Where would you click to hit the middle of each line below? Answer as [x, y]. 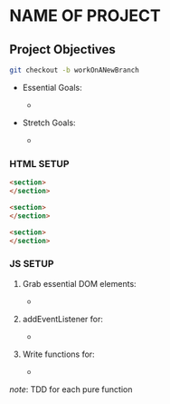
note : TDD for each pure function [71, 389]
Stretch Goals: [49, 123]
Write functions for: [58, 354]
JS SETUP [32, 264]
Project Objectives [62, 49]
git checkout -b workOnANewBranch [75, 70]
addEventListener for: [63, 319]
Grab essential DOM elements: [80, 283]
